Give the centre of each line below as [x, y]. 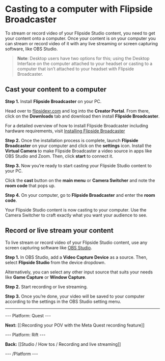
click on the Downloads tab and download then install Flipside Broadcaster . [82, 116]
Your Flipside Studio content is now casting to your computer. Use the [76, 210]
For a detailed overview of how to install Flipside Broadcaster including [77, 125]
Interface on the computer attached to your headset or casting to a [85, 63]
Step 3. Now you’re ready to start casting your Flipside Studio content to [79, 165]
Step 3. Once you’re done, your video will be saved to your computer [75, 296]
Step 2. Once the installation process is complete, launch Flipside [72, 140]
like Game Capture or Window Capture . [46, 277]
